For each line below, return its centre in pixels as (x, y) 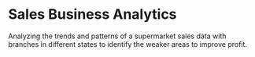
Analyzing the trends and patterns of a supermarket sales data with (117, 36)
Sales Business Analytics (92, 14)
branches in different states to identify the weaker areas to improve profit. (128, 44)
